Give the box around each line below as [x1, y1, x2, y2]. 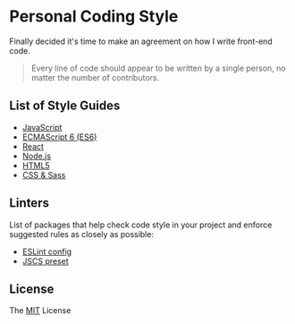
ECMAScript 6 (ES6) [21, 132, 97, 142]
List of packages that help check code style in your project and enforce [9, 219, 273, 230]
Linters [9, 195, 49, 211]
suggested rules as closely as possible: [9, 228, 155, 239]
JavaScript [21, 122, 63, 132]
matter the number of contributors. [30, 72, 159, 82]
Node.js [21, 150, 52, 161]
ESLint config [21, 246, 72, 257]
